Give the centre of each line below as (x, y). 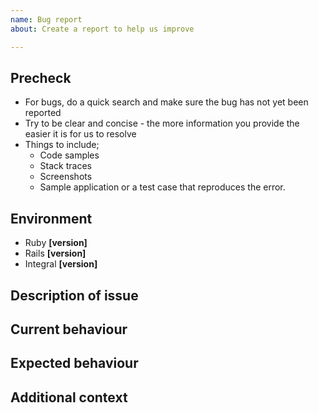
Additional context (69, 397)
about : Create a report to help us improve (102, 29)
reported (43, 113)
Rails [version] (55, 253)
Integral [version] (61, 264)
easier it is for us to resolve (80, 134)
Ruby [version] (56, 243)
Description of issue (74, 295)
